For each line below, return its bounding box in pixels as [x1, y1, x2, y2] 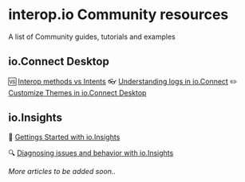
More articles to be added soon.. [8, 166, 117, 176]
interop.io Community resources [8, 6, 229, 24]
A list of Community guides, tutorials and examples [8, 32, 176, 41]
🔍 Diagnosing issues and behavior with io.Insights [8, 148, 174, 157]
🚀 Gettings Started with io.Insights [8, 132, 121, 141]
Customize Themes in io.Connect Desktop [8, 87, 147, 97]
